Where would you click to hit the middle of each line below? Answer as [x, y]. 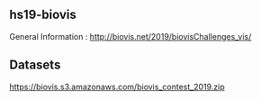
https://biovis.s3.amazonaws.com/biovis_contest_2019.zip [117, 87]
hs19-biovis [43, 15]
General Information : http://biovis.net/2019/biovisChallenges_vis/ [130, 36]
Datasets [35, 65]
